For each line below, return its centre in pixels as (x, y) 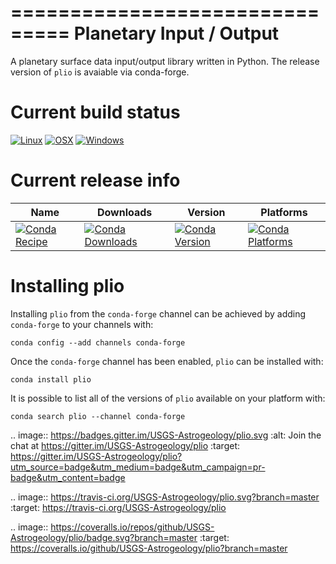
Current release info (95, 180)
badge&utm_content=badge (68, 477)
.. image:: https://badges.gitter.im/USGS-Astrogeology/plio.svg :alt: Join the (166, 435)
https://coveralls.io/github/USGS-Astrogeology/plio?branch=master (149, 548)
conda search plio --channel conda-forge (98, 416)
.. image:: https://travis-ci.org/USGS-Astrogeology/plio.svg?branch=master (165, 497)
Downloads (124, 212)
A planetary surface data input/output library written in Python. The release (165, 61)
